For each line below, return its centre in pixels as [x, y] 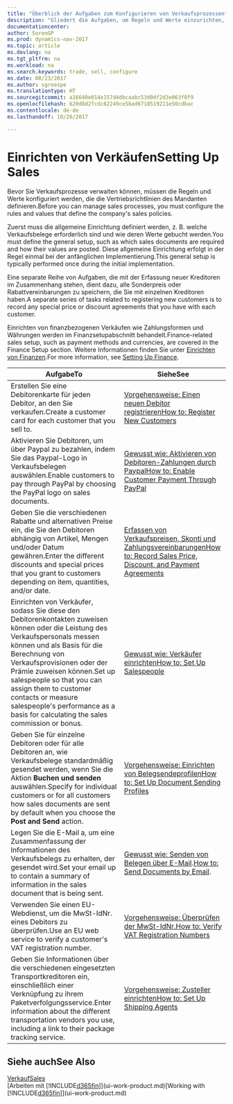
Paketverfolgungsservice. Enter [61, 1002]
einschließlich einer [42, 985]
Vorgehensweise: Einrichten [169, 765]
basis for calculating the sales [59, 714]
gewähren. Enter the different [57, 556]
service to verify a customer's [59, 939]
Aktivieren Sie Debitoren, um [57, 440]
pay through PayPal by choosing [63, 484]
